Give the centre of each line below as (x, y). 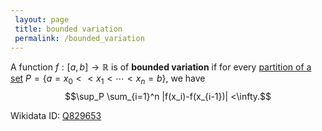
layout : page (42, 19)
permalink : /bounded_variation (79, 38)
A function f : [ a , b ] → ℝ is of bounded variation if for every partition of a (161, 67)
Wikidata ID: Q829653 (56, 116)
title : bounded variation (68, 29)
